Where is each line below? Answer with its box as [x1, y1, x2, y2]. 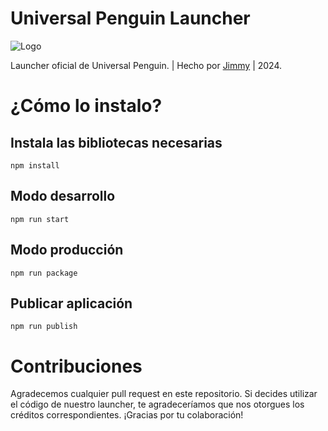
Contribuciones [10, 355, 143, 377]
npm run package [10, 268, 78, 278]
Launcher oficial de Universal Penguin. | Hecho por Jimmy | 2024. [10, 59, 283, 71]
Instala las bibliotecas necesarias [10, 134, 223, 151]
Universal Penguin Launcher [10, 7, 251, 30]
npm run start [10, 214, 70, 224]
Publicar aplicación [10, 295, 133, 312]
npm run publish [10, 322, 78, 332]
